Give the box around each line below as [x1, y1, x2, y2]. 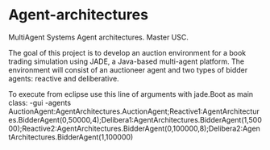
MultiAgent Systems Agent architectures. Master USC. [8, 32, 189, 42]
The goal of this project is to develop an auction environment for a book [8, 48, 247, 57]
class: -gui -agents [8, 98, 71, 107]
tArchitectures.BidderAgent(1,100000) [8, 131, 134, 142]
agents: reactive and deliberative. [8, 73, 119, 83]
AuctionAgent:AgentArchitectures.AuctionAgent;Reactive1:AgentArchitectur [8, 106, 260, 116]
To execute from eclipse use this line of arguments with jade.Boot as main [8, 89, 254, 98]
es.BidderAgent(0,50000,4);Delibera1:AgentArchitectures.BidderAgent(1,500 [8, 115, 262, 124]
